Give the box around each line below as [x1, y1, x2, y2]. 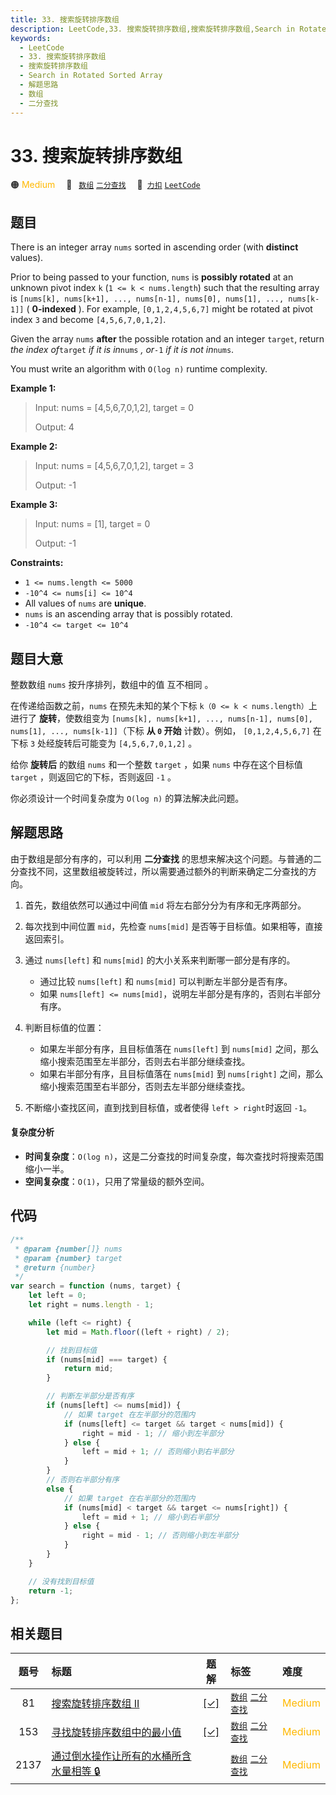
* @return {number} [14, 1262, 97, 1273]
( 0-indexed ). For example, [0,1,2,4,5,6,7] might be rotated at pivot [26, 303, 313, 315]
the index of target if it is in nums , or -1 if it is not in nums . [10, 344, 235, 356]
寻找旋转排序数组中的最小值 [51, 1726, 182, 1740]
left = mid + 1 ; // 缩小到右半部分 [81, 1512, 220, 1522]
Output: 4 [34, 421, 75, 433]
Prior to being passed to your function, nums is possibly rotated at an [10, 271, 294, 283]
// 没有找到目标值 [28, 1576, 95, 1586]
